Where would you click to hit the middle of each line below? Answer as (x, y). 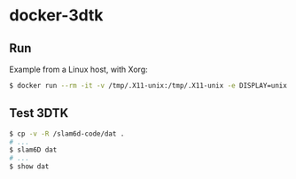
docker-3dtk (56, 16)
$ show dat (29, 167)
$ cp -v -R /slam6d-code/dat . (67, 134)
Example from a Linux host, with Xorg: (78, 69)
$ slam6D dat (33, 150)
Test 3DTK (39, 113)
